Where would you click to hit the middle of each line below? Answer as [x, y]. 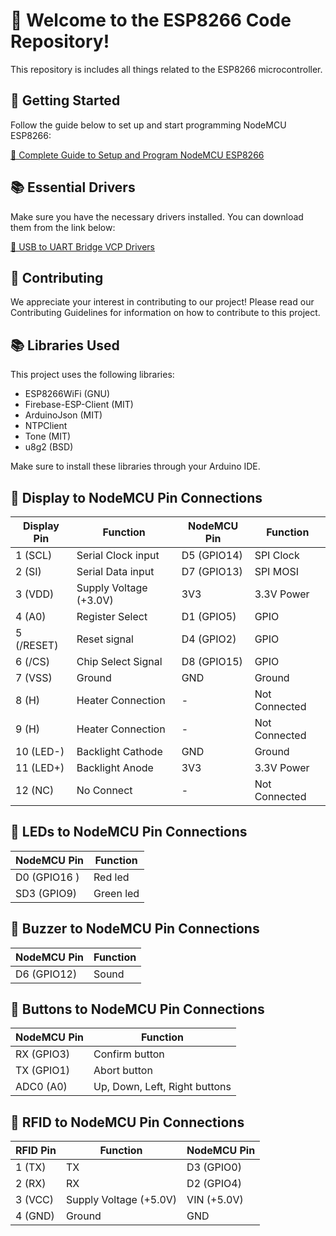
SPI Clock [277, 555]
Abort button [123, 1071]
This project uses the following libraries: [92, 375]
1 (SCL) [34, 555]
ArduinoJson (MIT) [63, 415]
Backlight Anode [115, 767]
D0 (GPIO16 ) [47, 877]
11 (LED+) [40, 767]
